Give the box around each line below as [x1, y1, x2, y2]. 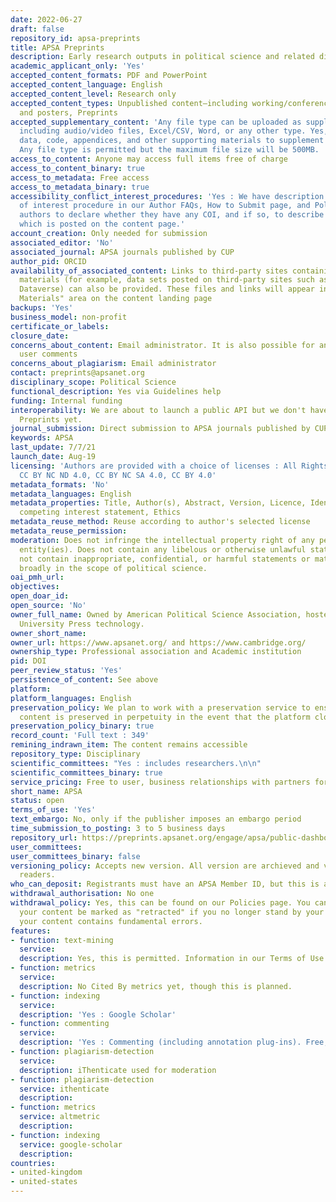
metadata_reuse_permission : [10, 526, 128, 536]
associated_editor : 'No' [10, 237, 114, 248]
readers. [19, 870, 56, 880]
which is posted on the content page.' [19, 219, 186, 230]
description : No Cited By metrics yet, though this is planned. [19, 981, 293, 991]
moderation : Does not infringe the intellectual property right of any [10, 535, 315, 545]
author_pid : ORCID [10, 256, 87, 266]
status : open [10, 796, 65, 806]
